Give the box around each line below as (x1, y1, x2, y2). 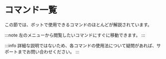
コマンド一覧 (4, 4, 58, 16)
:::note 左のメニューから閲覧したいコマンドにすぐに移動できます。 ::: (4, 32, 146, 38)
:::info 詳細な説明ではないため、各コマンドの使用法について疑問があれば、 (4, 42, 157, 48)
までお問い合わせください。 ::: (17, 49, 80, 55)
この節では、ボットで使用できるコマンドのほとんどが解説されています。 (4, 22, 152, 28)
